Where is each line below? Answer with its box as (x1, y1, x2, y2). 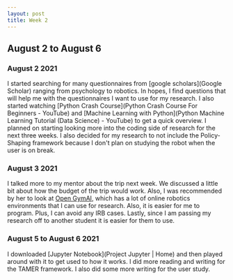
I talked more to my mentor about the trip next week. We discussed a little (7, 179, 218, 188)
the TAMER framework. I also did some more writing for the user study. (7, 265, 211, 273)
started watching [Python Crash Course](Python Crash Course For (7, 102, 198, 110)
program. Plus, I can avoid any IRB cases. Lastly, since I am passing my (7, 209, 211, 217)
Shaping (7, 139, 31, 147)
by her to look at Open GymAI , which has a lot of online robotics (7, 194, 191, 202)
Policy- (200, 131, 220, 140)
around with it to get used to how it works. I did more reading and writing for (7, 257, 225, 265)
